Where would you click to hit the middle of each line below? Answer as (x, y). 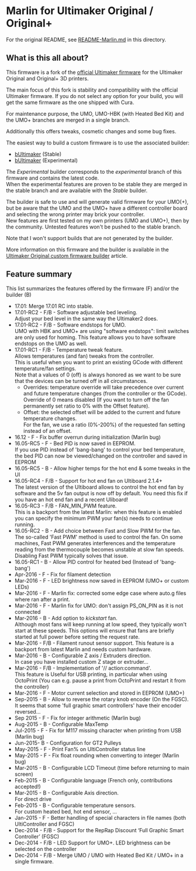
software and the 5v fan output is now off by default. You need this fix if (101, 493)
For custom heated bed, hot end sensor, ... (66, 811)
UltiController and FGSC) (44, 824)
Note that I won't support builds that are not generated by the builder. (90, 238)
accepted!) (27, 786)
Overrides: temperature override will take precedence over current (104, 387)
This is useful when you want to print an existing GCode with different (99, 362)
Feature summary (39, 274)
